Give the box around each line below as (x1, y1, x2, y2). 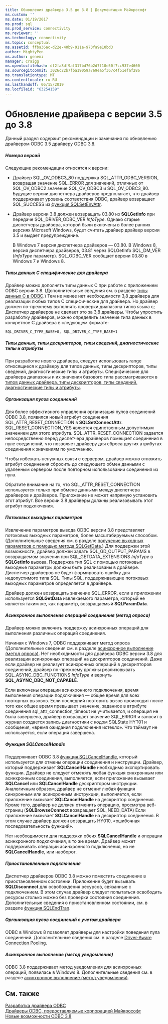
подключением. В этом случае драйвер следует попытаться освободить (5, 889, 162, 895)
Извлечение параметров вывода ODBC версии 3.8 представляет (5, 527, 145, 533)
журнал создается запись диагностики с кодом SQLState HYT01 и (5, 719, 147, 725)
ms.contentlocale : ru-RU (5, 77, 57, 82)
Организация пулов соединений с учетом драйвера (5, 917, 121, 923)
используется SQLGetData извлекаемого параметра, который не (5, 595, 145, 601)
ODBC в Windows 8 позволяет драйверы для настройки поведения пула (5, 929, 160, 935)
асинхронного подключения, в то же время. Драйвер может (5, 838, 136, 844)
